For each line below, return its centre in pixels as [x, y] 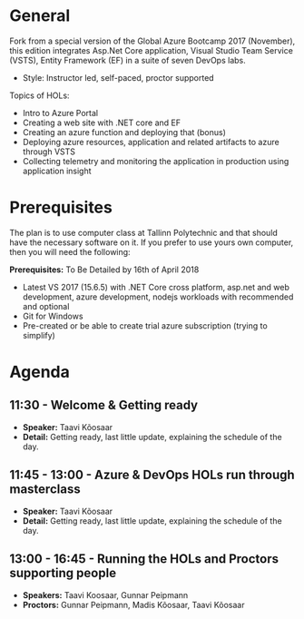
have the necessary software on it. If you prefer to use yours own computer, [152, 242]
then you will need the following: [70, 251]
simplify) [39, 335]
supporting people [63, 573]
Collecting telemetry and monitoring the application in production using [156, 161]
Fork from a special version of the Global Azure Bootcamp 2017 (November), [152, 41]
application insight [57, 171]
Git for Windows [53, 316]
